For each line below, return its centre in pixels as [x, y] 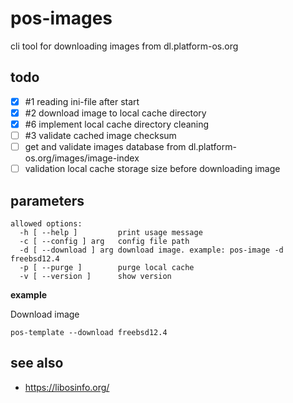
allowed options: [46, 223]
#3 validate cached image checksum [100, 135]
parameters [47, 200]
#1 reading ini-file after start [82, 101]
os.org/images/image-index [82, 158]
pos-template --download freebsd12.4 [89, 332]
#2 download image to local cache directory [115, 113]
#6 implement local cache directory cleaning [117, 124]
